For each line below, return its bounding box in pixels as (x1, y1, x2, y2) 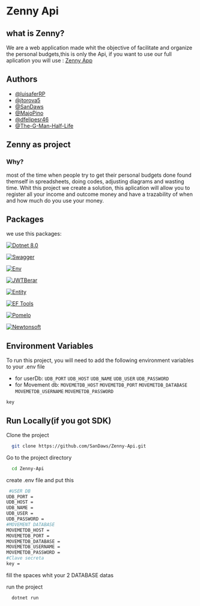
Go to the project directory (6, 454, 72, 461)
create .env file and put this (6, 476, 74, 483)
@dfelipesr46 (14, 115, 49, 123)
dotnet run (11, 595, 39, 601)
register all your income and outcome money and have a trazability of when (6, 191, 193, 198)
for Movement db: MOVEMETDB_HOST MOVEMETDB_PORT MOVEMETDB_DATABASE (14, 381, 188, 388)
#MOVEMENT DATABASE (6, 521, 55, 527)
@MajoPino (14, 109, 44, 117)
